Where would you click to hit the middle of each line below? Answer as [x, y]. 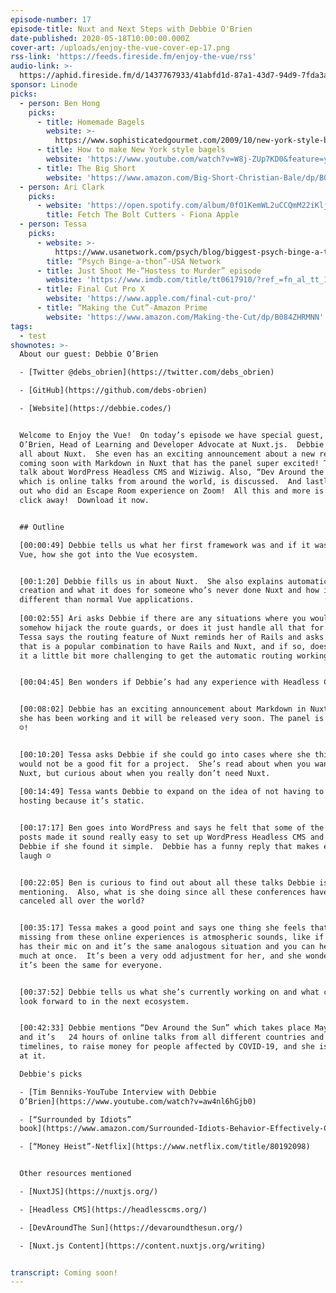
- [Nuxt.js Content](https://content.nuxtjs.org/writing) [143, 1246]
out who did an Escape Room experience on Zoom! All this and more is [172, 491]
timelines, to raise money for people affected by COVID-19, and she [167, 1047]
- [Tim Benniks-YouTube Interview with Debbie [118, 1092]
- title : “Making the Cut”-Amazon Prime [122, 308]
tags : [21, 326]
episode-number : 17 [51, 19]
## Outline [42, 527]
